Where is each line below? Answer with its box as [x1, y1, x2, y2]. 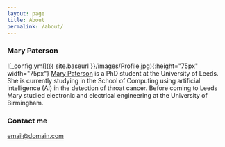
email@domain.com [7, 131, 65, 139]
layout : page [7, 10, 45, 17]
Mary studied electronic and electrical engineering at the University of [7, 91, 208, 99]
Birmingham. [7, 98, 44, 107]
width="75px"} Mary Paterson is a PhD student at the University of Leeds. [7, 69, 219, 77]
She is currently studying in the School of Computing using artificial [7, 76, 201, 85]
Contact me [7, 116, 48, 126]
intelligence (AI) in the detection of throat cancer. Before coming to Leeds [7, 84, 218, 92]
